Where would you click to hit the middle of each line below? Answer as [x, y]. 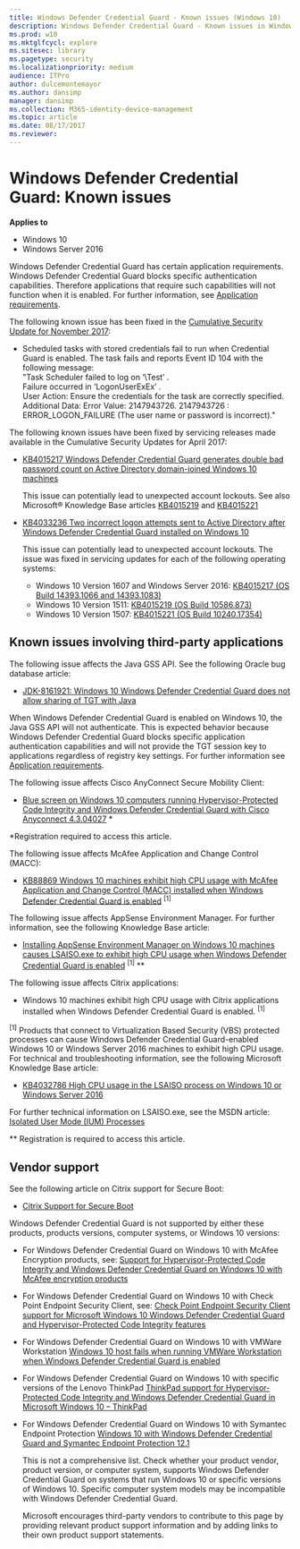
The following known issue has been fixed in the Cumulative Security [136, 321]
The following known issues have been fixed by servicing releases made [143, 432]
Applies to [29, 222]
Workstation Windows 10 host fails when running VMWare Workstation [152, 1351]
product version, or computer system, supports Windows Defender [146, 1470]
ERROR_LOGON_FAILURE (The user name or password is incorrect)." [149, 415]
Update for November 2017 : [60, 331]
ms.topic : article [43, 117]
